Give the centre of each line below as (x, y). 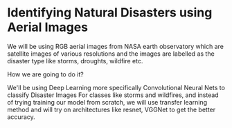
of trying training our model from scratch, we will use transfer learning (107, 102)
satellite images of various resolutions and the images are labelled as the (111, 54)
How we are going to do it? (46, 74)
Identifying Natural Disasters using (110, 13)
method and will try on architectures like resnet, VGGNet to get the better (111, 109)
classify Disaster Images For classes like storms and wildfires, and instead (113, 95)
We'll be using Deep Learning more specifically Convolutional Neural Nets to (116, 87)
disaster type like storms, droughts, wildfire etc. (75, 61)
